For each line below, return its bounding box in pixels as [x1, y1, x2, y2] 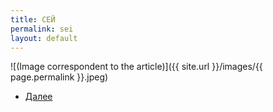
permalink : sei [10, 24, 74, 34]
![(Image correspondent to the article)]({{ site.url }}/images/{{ [10, 61, 263, 73]
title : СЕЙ [10, 14, 56, 25]
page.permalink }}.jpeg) [10, 71, 109, 83]
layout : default [10, 33, 78, 43]
